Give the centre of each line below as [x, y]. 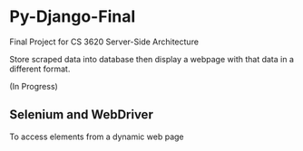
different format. [40, 69]
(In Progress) [34, 86]
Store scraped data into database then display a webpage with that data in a [152, 59]
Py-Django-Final [73, 17]
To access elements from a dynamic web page [97, 137]
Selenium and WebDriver [82, 115]
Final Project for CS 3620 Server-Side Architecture [104, 42]
